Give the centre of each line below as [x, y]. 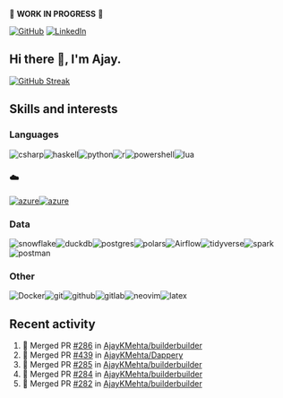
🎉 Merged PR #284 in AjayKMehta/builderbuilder [112, 374]
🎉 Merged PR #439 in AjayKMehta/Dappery [103, 355]
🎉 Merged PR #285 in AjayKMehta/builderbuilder [112, 365]
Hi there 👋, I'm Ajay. [65, 60]
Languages [34, 134]
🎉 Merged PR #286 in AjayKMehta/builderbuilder [112, 346]
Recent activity [52, 324]
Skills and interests [64, 109]
